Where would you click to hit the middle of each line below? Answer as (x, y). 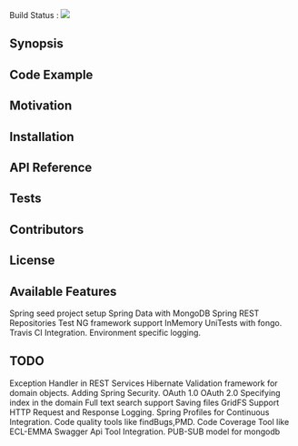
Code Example (51, 74)
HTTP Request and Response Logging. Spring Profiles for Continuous (139, 412)
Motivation (41, 106)
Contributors (47, 229)
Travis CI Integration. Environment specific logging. (105, 332)
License (32, 261)
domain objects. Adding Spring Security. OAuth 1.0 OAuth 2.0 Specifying (145, 392)
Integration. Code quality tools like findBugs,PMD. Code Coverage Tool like (149, 421)
